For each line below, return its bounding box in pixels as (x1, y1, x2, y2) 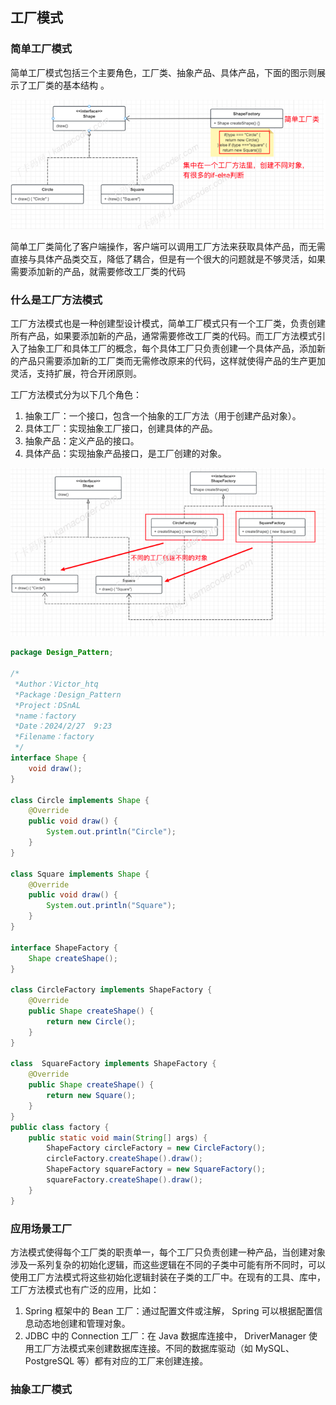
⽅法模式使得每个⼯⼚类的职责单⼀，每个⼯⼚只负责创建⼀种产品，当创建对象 (10, 1246, 326, 1258)
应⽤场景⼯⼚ (10, 1221, 73, 1235)
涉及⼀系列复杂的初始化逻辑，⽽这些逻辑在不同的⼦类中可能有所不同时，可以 (10, 1259, 326, 1270)
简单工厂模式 (10, 42, 73, 56)
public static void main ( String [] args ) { (28, 1133, 208, 1143)
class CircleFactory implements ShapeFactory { (10, 985, 213, 995)
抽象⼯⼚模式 (10, 1382, 73, 1396)
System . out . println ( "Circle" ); (46, 827, 177, 837)
